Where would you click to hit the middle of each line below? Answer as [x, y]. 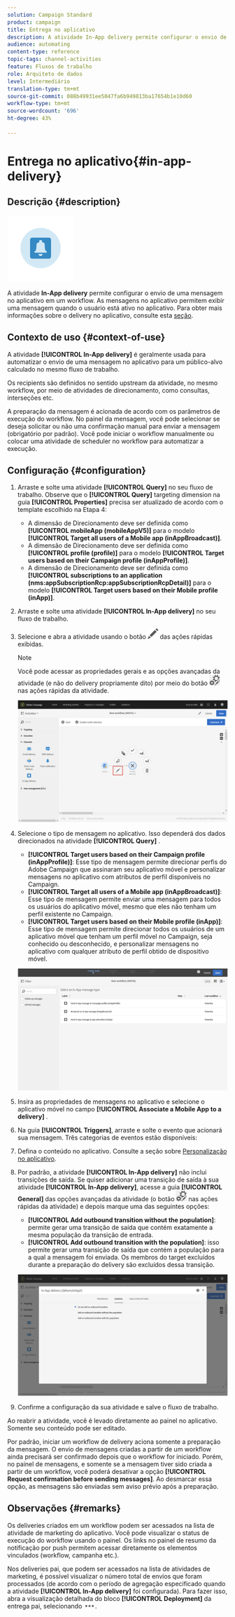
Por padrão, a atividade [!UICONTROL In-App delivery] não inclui [112, 1172]
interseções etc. [30, 398]
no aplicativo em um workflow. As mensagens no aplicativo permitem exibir [116, 300]
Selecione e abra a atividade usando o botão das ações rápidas [115, 637]
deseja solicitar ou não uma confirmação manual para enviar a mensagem [114, 426]
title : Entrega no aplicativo [51, 29]
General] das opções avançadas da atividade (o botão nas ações [117, 1198]
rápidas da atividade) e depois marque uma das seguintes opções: [113, 1206]
